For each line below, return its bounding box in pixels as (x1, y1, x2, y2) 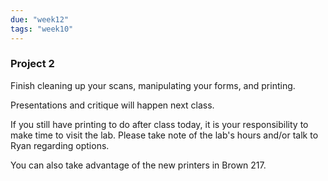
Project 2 (10, 57, 55, 71)
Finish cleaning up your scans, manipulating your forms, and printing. (10, 79, 296, 91)
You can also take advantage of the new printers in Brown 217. (10, 159, 267, 171)
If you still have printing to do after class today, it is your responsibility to (10, 118, 309, 130)
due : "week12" (10, 14, 70, 25)
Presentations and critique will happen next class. (10, 99, 215, 111)
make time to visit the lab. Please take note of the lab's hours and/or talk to (10, 129, 319, 141)
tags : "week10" (10, 24, 74, 34)
